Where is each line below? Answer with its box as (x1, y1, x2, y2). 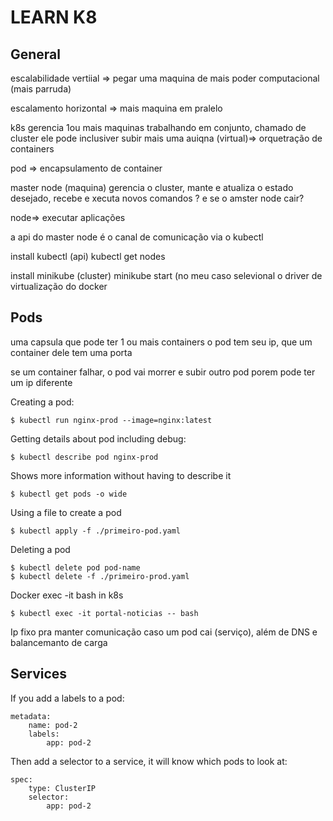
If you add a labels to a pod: (10, 692, 125, 704)
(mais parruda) (10, 83, 72, 95)
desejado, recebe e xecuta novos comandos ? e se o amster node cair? (10, 192, 305, 204)
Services (10, 666, 68, 683)
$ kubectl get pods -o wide (10, 489, 128, 499)
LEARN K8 (10, 6, 98, 29)
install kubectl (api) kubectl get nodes (10, 251, 166, 262)
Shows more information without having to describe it (10, 469, 232, 481)
